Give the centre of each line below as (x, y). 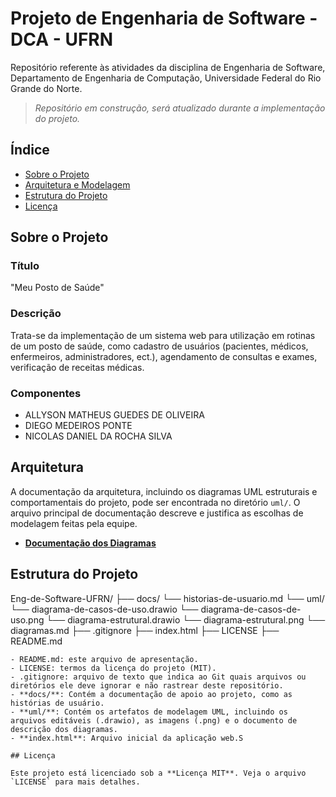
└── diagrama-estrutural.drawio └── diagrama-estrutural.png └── (186, 619)
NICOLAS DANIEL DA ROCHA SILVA (98, 436)
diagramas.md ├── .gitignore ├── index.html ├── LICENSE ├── (145, 630)
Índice (30, 150)
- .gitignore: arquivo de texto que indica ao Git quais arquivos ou (158, 677)
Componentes (46, 393)
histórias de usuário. (57, 703)
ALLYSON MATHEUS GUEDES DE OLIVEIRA (114, 415)
